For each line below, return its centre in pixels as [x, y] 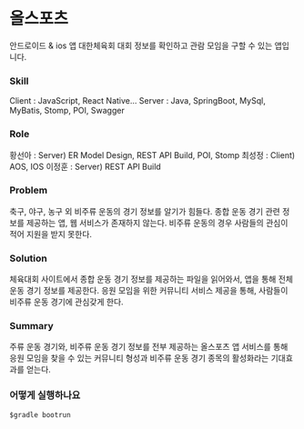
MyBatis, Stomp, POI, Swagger [67, 111]
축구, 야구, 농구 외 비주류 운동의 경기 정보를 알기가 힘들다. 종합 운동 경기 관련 [145, 211]
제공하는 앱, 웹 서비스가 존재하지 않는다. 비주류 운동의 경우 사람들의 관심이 [157, 223]
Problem [29, 190]
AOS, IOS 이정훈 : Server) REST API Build [85, 166]
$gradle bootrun [40, 414]
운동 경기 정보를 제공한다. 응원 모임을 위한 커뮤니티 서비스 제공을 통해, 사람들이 [149, 291]
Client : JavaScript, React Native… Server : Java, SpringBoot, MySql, [137, 101]
